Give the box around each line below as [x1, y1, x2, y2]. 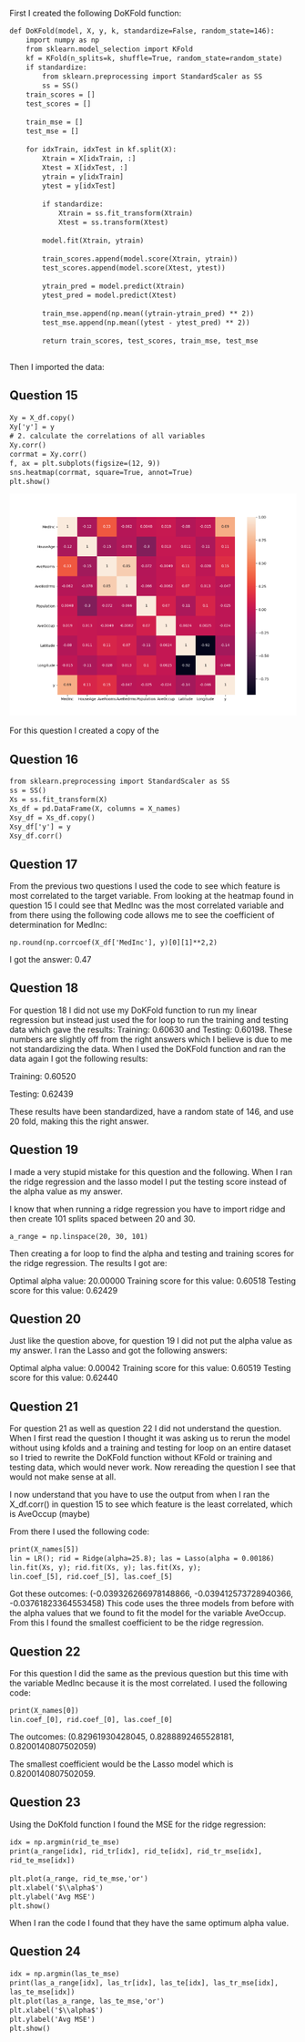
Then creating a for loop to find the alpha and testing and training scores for [9, 1248, 294, 1259]
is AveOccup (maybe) [9, 1509, 91, 1520]
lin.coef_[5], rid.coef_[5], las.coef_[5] [9, 1573, 173, 1582]
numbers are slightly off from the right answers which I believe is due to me [9, 1034, 293, 1045]
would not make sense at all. [9, 1471, 117, 1482]
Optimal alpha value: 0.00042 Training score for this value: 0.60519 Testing [9, 1363, 291, 1374]
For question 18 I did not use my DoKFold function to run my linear [9, 1005, 258, 1016]
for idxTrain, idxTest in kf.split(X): [25, 145, 178, 154]
